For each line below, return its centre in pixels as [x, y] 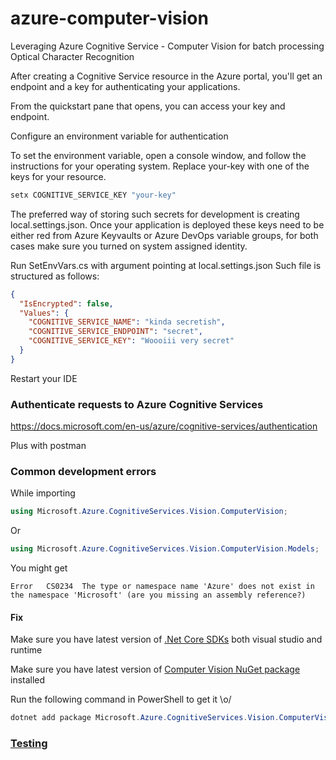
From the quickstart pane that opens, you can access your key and [148, 106]
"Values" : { [44, 313]
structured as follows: [55, 276]
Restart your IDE [44, 378]
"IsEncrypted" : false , [66, 303]
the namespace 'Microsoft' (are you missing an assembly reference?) [158, 595]
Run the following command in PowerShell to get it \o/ [121, 699]
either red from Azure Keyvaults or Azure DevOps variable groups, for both [164, 235]
